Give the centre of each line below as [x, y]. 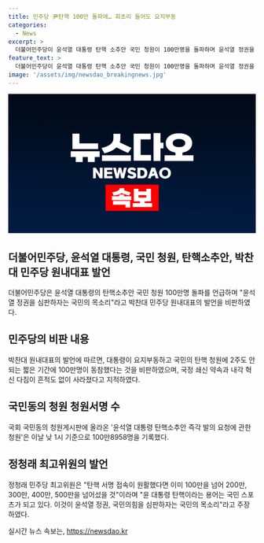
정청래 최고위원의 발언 [58, 464]
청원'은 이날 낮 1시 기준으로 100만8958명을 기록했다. [89, 437]
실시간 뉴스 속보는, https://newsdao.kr [68, 530]
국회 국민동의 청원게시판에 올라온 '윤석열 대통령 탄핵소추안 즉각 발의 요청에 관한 [130, 427]
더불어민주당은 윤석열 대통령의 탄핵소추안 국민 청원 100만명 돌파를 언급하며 [123, 293]
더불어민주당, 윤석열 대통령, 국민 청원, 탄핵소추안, [121, 257]
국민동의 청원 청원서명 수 [64, 406]
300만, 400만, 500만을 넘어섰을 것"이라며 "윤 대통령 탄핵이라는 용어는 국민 [124, 494]
